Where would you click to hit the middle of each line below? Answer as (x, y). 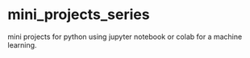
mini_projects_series (79, 15)
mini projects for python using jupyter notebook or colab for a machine (125, 37)
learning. (22, 44)
